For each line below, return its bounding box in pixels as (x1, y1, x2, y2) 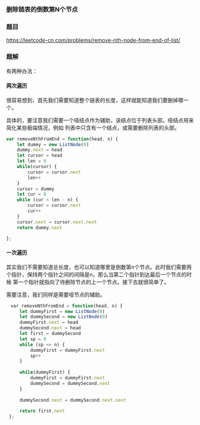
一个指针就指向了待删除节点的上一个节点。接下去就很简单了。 (17, 278, 170, 286)
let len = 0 (17, 158, 46, 165)
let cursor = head (17, 153, 62, 159)
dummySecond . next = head (19, 325, 82, 331)
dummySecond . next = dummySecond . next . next (19, 397, 127, 403)
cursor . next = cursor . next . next (17, 219, 97, 225)
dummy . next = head (17, 147, 62, 153)
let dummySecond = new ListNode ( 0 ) (19, 314, 108, 320)
